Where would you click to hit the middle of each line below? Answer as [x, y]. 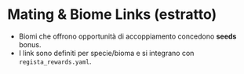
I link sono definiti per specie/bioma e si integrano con [106, 53]
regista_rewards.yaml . [55, 61]
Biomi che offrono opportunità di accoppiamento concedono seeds [127, 36]
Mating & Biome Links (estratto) [112, 15]
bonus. [30, 44]
